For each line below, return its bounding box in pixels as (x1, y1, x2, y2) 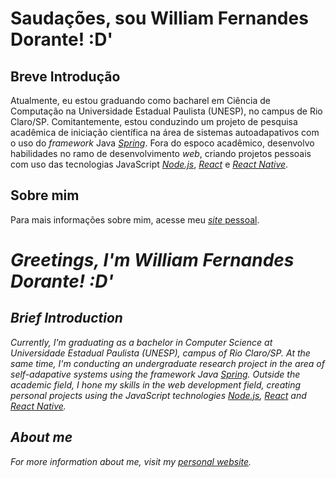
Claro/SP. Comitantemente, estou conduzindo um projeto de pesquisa (10, 116, 298, 127)
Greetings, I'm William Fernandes (10, 249, 295, 271)
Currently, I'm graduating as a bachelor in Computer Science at (10, 336, 273, 348)
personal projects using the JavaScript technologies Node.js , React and (10, 389, 307, 401)
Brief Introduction (10, 310, 123, 327)
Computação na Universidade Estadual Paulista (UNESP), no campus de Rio (10, 105, 323, 117)
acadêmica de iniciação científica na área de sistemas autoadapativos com (10, 127, 320, 138)
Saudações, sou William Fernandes (10, 7, 309, 30)
